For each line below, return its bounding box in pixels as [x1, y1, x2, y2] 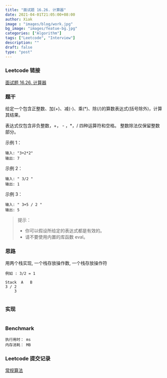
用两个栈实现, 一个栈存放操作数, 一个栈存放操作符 [5, 260, 107, 266]
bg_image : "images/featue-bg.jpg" [5, 26, 78, 31]
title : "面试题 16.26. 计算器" [5, 7, 66, 13]
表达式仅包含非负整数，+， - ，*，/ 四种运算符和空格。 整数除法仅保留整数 [5, 123, 160, 129]
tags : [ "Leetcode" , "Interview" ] [5, 36, 75, 41]
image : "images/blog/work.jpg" [5, 21, 73, 27]
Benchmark [5, 325, 34, 332]
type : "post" [5, 49, 33, 54]
